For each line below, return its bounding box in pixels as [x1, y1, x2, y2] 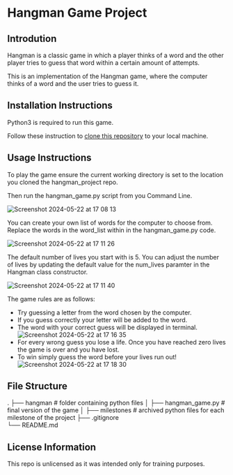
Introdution [7, 33, 57, 45]
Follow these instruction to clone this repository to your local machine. [7, 131, 209, 140]
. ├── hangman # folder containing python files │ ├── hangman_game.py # [7, 399, 225, 407]
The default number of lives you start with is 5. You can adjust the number [7, 252, 219, 261]
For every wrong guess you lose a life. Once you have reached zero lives [17, 338, 226, 346]
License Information [7, 441, 96, 453]
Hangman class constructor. [7, 267, 88, 276]
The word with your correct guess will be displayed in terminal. [17, 323, 198, 331]
